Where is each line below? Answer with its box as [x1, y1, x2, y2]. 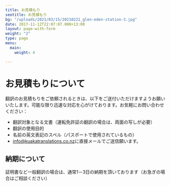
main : [10, 45, 22, 50]
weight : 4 [14, 50, 36, 55]
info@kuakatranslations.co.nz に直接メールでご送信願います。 [12, 138, 141, 144]
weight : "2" [5, 31, 30, 36]
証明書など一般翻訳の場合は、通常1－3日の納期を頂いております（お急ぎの [5, 169, 161, 175]
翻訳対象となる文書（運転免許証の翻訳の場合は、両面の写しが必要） [12, 119, 155, 125]
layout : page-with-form [5, 26, 56, 32]
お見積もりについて [5, 78, 85, 89]
